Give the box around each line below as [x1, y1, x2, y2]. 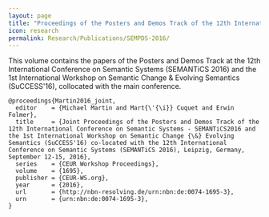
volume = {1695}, [15, 167, 84, 175]
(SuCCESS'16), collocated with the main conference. [8, 82, 182, 91]
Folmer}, [8, 111, 38, 119]
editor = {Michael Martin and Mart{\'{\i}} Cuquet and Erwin [15, 104, 235, 112]
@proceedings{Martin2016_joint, [8, 97, 116, 105]
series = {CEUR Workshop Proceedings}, [15, 160, 159, 168]
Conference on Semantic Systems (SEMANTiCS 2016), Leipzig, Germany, [8, 146, 246, 155]
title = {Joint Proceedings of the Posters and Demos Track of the [15, 118, 260, 127]
